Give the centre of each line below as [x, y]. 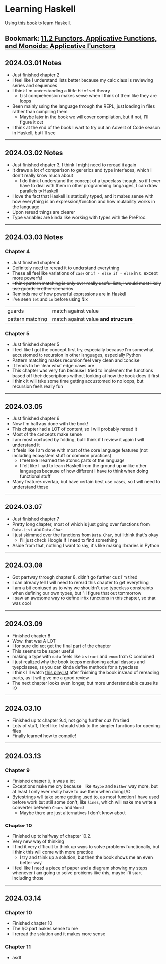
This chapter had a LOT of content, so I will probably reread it [75, 429]
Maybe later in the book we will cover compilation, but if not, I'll [84, 117]
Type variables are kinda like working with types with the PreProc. [79, 217]
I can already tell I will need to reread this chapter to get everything [81, 583]
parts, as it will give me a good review [51, 678]
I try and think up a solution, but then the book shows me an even [86, 857]
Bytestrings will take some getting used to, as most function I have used [85, 797]
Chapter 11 [18, 947]
